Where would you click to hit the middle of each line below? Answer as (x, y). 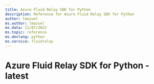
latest (17, 76)
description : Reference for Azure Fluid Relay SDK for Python (70, 14)
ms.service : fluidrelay (29, 42)
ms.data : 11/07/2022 (26, 28)
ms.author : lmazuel (25, 23)
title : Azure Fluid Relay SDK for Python (48, 10)
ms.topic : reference (26, 32)
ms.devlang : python (25, 37)
